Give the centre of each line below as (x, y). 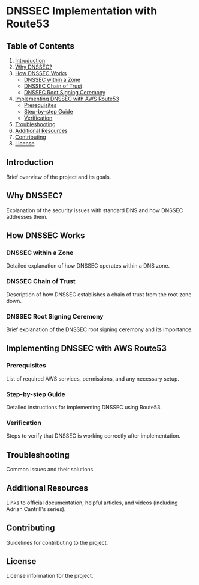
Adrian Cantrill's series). (36, 509)
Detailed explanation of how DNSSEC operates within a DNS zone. (88, 266)
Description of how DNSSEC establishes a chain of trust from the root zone (99, 294)
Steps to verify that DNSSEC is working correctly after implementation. (94, 436)
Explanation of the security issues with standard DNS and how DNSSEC (95, 210)
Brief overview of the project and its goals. (59, 177)
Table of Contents (40, 46)
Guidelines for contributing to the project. (57, 542)
